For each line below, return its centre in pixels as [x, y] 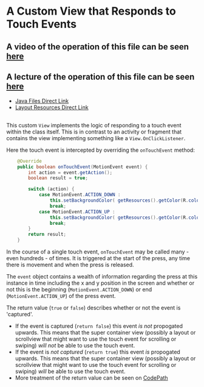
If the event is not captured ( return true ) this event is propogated [97, 352]
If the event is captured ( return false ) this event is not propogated [99, 326]
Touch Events [42, 24]
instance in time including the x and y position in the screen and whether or [100, 283]
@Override [30, 161]
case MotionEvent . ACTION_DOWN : [80, 195]
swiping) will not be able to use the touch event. [75, 346]
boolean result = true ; [58, 178]
